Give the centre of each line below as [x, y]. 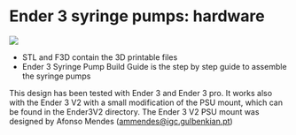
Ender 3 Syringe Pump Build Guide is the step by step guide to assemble [154, 66]
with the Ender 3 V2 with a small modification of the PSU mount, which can [146, 102]
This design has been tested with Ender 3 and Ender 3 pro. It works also [141, 93]
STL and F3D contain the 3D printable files [100, 57]
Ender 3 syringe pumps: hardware [137, 16]
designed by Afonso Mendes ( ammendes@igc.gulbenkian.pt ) [121, 121]
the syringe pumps [56, 76]
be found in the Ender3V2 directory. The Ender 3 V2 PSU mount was [134, 111]
